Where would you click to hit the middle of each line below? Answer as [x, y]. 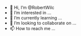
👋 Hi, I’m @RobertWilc [32, 8]
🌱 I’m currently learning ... [36, 18]
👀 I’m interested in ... [30, 13]
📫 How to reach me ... [32, 28]
